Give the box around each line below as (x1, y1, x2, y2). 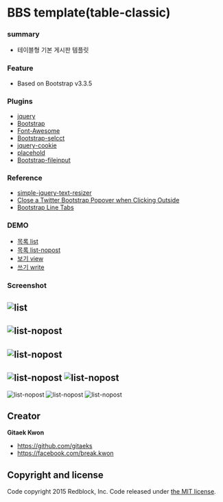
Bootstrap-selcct (16, 134, 65, 143)
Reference (7, 174, 43, 182)
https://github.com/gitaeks (16, 442, 93, 450)
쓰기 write (16, 263, 45, 271)
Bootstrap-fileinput (16, 156, 71, 165)
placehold (16, 149, 46, 157)
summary (7, 30, 40, 39)
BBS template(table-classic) (7, 5, 171, 21)
